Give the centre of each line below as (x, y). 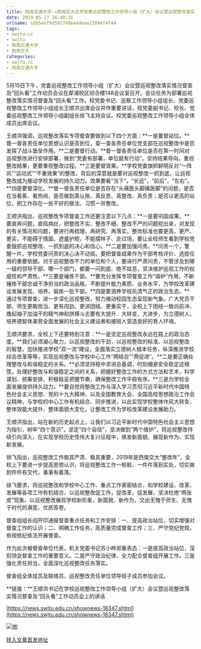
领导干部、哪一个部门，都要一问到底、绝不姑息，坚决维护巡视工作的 (106, 269)
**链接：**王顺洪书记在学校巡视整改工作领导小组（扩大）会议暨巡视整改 (95, 589)
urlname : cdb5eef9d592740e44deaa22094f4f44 (61, 23)
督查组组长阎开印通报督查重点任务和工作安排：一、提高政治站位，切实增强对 (100, 520)
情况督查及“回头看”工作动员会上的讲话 (58, 596)
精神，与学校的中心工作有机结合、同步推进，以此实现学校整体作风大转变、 (103, 402)
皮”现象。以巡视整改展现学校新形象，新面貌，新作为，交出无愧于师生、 (94, 500)
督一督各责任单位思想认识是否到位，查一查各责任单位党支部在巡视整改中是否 (100, 143)
